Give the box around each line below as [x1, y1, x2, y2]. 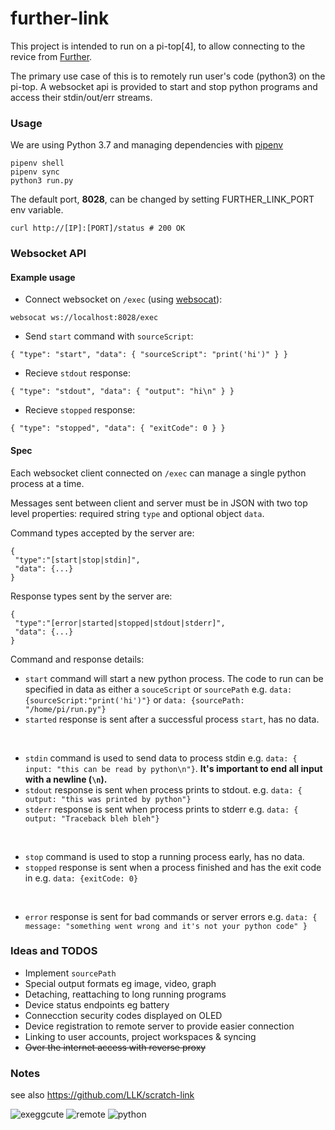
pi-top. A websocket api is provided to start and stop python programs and [10, 80, 318, 92]
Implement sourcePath [24, 967, 117, 979]
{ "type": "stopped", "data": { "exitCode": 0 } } [10, 423, 226, 434]
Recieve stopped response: [24, 404, 136, 416]
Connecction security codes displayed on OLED [24, 1009, 223, 1021]
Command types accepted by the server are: [10, 527, 195, 539]
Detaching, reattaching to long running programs [24, 988, 227, 1000]
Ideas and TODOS [10, 944, 98, 958]
